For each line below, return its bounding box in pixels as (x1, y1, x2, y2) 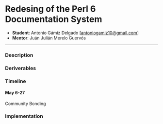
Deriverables (5, 65, 36, 71)
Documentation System (5, 14, 102, 25)
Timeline (5, 78, 26, 85)
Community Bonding (5, 101, 46, 106)
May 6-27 (5, 90, 25, 96)
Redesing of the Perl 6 (5, 3, 96, 15)
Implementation (5, 113, 44, 120)
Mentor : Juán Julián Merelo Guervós (12, 35, 86, 41)
